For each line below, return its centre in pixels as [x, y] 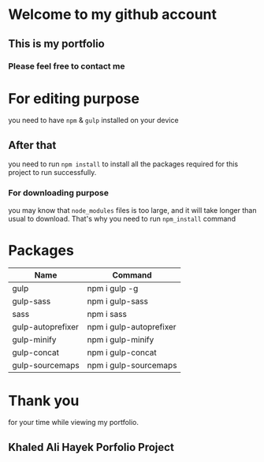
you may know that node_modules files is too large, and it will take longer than [132, 210]
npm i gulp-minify [121, 340]
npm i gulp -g [113, 289]
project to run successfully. [52, 173]
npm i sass [107, 315]
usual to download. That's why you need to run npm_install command [122, 218]
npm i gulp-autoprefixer [132, 327]
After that [32, 145]
